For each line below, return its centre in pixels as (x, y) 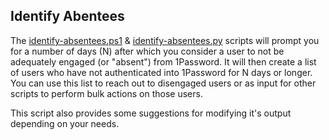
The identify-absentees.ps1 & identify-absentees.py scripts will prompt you (165, 40)
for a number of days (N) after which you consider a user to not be (147, 51)
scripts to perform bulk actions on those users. (106, 93)
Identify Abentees (67, 16)
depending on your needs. (65, 123)
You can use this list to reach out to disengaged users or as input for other (163, 83)
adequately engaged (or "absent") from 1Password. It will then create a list (163, 61)
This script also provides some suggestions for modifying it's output (151, 113)
